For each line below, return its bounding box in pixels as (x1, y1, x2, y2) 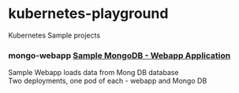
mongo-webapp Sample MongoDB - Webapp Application (8, 50, 231, 61)
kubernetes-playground (8, 5, 169, 23)
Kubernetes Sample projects (8, 30, 101, 40)
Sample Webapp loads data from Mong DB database (8, 68, 179, 77)
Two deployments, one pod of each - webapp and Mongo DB (8, 76, 207, 86)
